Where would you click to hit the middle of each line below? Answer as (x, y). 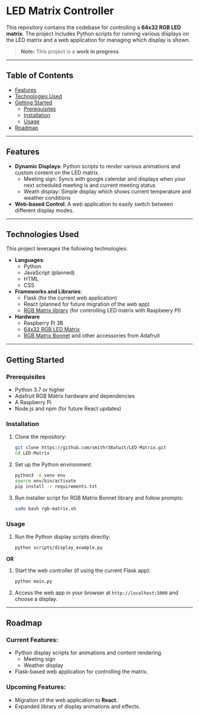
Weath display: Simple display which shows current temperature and (107, 191)
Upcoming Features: (36, 687)
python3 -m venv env (40, 475)
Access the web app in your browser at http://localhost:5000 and (97, 592)
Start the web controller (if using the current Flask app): (83, 570)
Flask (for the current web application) (70, 298)
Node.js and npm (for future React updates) (68, 409)
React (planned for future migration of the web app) (86, 304)
